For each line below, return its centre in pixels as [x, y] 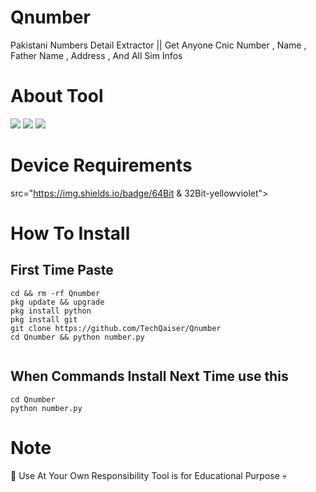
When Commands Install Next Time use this [149, 376]
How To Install [70, 233]
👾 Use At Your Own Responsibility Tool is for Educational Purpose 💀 [149, 475]
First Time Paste [62, 270]
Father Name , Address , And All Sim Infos [96, 55]
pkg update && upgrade [57, 302]
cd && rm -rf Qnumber [55, 293]
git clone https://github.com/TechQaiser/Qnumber [116, 328]
